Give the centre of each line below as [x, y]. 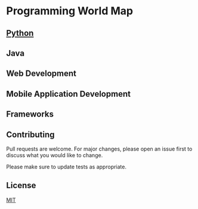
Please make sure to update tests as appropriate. [66, 167]
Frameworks [30, 114]
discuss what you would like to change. [55, 155]
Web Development [41, 74]
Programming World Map [69, 11]
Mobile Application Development [69, 94]
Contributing [30, 135]
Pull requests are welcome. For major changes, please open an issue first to [99, 149]
